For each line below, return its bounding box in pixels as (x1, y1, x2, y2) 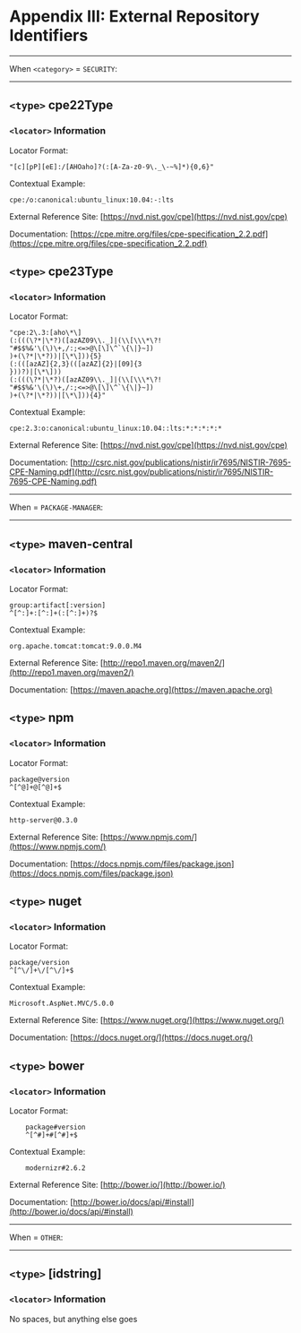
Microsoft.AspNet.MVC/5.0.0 (9, 999, 115, 1009)
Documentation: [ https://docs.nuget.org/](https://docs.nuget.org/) (9, 1032, 254, 1043)
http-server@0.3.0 (9, 815, 78, 825)
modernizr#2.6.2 (25, 1164, 87, 1173)
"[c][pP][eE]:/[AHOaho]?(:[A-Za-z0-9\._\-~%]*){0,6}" (9, 162, 215, 171)
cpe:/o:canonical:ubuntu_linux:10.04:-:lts (9, 195, 175, 204)
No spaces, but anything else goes (9, 1313, 138, 1324)
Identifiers (9, 25, 89, 46)
